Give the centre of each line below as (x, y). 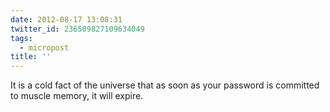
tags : (21, 38)
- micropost (44, 47)
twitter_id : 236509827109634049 (77, 29)
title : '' (31, 57)
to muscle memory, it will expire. (77, 96)
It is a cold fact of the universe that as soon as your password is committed (165, 85)
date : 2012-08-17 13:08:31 (66, 19)
